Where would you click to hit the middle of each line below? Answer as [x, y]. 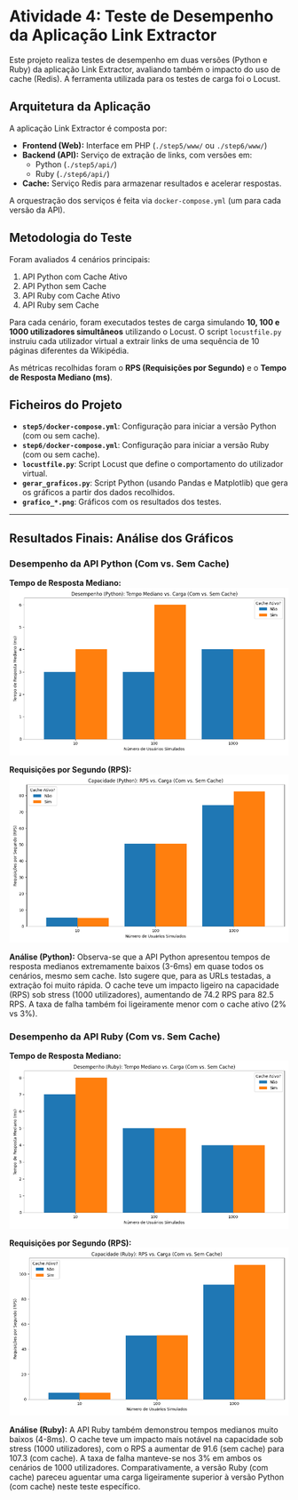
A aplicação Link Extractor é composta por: [88, 128]
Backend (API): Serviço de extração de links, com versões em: [137, 155]
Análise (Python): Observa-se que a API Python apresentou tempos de [140, 957]
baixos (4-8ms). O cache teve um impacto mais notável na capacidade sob [146, 1439]
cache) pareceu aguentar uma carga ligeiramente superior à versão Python [147, 1477]
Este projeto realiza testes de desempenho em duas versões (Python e [138, 60]
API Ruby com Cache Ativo [71, 295]
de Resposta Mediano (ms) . [61, 377]
